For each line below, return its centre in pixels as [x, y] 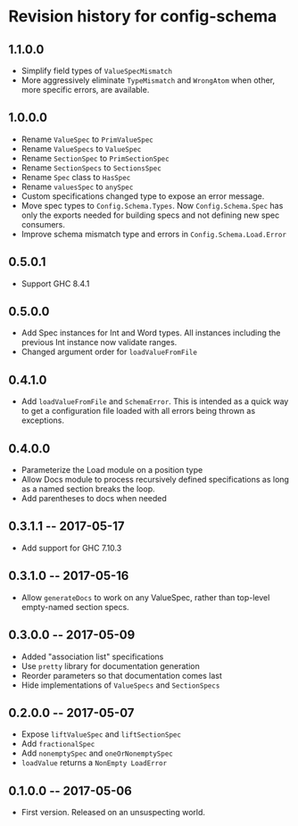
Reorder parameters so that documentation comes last [121, 675]
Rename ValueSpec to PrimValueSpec [87, 139]
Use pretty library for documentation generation [110, 665]
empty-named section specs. [75, 607]
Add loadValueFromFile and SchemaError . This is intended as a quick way [155, 401]
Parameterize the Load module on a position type [112, 470]
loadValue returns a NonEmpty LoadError [94, 763]
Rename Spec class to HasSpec [76, 177]
